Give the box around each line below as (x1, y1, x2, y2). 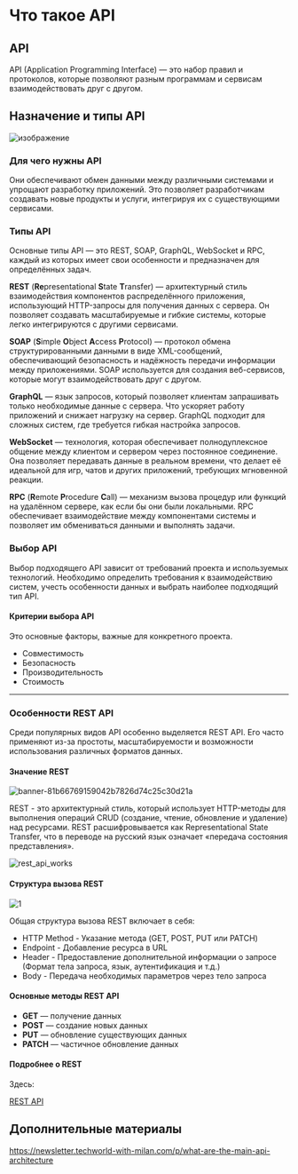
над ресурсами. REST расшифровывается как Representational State (9, 822, 269, 833)
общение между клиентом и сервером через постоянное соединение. (9, 446, 278, 457)
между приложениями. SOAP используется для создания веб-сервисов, (9, 365, 286, 376)
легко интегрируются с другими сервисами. (9, 319, 179, 329)
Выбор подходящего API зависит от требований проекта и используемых (9, 562, 288, 573)
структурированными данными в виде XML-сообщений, (9, 345, 223, 356)
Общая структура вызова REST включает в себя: (9, 916, 195, 926)
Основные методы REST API (9, 991, 120, 1002)
